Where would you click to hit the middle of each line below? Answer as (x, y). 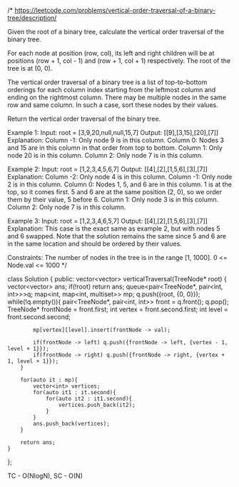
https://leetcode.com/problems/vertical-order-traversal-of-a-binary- (115, 10)
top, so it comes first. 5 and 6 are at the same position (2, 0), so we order (115, 192)
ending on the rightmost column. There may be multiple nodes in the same (117, 97)
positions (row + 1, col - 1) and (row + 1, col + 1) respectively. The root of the (119, 61)
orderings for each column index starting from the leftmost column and (112, 90)
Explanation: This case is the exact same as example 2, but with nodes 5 (114, 229)
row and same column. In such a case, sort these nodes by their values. (113, 105)
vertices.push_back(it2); (97, 405)
